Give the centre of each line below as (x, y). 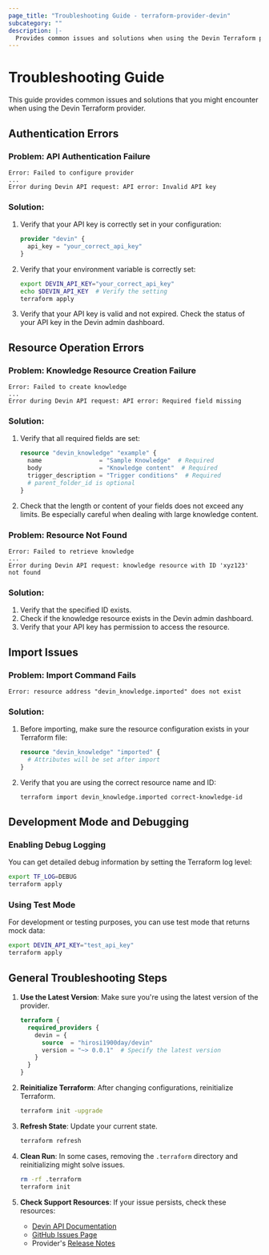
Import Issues (43, 652)
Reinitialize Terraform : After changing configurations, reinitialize (126, 1088)
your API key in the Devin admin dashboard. (92, 323)
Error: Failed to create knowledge (68, 387)
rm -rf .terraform (50, 1179)
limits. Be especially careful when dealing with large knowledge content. (139, 514)
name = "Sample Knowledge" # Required (121, 461)
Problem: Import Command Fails (72, 675)
